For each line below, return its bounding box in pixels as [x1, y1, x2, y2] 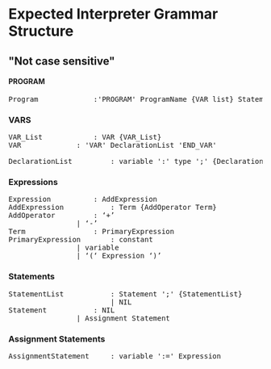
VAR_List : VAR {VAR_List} [8, 132, 162, 142]
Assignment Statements [8, 333, 106, 344]
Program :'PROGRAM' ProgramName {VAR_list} [8, 94, 234, 103]
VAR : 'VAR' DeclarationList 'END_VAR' [8, 140, 218, 150]
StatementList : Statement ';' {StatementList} [8, 289, 243, 299]
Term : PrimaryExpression [8, 227, 175, 237]
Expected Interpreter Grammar [8, 5, 219, 23]
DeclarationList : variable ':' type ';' [8, 157, 209, 166]
